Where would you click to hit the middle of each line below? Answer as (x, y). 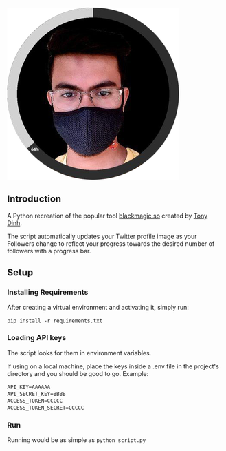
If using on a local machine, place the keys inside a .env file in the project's (113, 366)
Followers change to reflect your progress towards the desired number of (111, 243)
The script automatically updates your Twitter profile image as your (102, 236)
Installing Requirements (48, 292)
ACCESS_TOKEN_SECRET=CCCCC (46, 408)
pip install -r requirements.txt (55, 321)
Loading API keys (37, 338)
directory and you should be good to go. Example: (78, 373)
